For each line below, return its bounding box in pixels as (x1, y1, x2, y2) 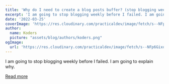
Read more (5, 73, 28, 79)
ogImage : (5, 40, 24, 45)
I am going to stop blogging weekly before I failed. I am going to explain (5, 58, 153, 64)
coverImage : (5, 21, 30, 26)
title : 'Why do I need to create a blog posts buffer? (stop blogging (5, 7, 156, 12)
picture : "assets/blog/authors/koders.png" (10, 35, 102, 40)
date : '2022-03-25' (5, 16, 46, 21)
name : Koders (10, 30, 37, 35)
